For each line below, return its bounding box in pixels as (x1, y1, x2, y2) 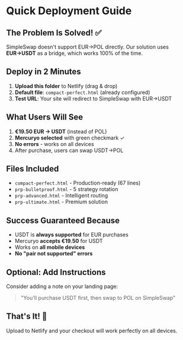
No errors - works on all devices (14, 140, 94, 147)
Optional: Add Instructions (6, 267, 106, 277)
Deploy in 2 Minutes (6, 67, 81, 77)
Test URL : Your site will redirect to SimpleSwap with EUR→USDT (14, 95, 172, 102)
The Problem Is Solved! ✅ (6, 28, 102, 38)
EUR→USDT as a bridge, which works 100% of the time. (6, 50, 143, 57)
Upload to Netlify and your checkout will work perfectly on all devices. (6, 327, 178, 334)
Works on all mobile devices (14, 244, 85, 251)
